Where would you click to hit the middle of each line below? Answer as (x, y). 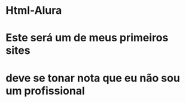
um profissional (45, 91)
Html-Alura (34, 10)
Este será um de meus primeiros (87, 38)
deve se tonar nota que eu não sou (93, 78)
